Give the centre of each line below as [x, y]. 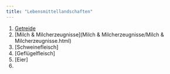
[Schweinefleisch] [36, 47]
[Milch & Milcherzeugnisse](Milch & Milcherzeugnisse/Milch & [89, 34]
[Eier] [21, 59]
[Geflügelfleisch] [35, 53]
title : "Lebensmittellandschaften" [50, 11]
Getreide [25, 28]
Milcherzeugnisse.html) [43, 41]
